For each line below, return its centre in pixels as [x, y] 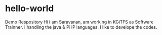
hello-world [30, 9]
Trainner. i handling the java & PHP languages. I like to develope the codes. [81, 27]
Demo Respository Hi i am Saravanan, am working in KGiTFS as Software [80, 22]
